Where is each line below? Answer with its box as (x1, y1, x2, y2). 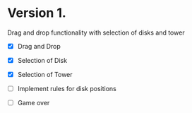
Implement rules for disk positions (17, 85, 116, 93)
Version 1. (7, 5, 67, 21)
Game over (17, 99, 50, 107)
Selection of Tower (17, 71, 73, 79)
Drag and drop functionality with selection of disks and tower (7, 28, 185, 37)
